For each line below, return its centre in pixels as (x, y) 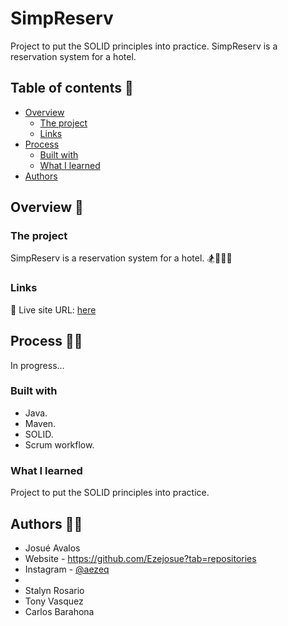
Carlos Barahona (59, 611)
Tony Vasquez (54, 601)
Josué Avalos (52, 548)
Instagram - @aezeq (67, 569)
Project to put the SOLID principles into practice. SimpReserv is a (144, 46)
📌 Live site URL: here (53, 309)
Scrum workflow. (59, 444)
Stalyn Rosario (54, 590)
